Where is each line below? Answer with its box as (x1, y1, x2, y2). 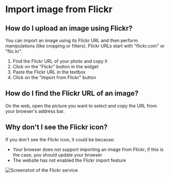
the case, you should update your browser (12, 151, 102, 158)
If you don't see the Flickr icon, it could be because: (5, 136, 115, 142)
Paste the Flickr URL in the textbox (12, 69, 86, 75)
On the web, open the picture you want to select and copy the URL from (5, 103, 157, 109)
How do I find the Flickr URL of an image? (5, 89, 139, 98)
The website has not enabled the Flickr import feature (12, 157, 126, 163)
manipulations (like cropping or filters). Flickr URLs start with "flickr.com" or (5, 43, 165, 49)
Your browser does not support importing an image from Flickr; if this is (12, 146, 164, 152)
